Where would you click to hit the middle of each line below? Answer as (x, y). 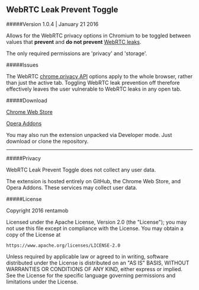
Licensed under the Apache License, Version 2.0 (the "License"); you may (97, 222)
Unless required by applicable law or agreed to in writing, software (87, 256)
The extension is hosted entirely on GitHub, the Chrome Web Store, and (94, 181)
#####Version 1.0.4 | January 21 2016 (52, 24)
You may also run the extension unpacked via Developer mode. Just (89, 135)
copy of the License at (33, 234)
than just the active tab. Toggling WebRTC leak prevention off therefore (93, 82)
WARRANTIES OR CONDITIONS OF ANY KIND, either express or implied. (94, 269)
